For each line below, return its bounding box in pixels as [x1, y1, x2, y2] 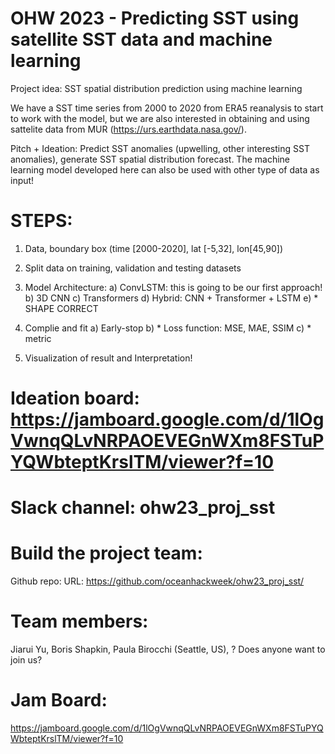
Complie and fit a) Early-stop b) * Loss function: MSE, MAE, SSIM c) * [24, 322, 312, 334]
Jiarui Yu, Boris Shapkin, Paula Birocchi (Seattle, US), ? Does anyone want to [10, 643, 326, 656]
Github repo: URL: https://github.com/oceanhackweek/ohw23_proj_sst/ [10, 575, 305, 587]
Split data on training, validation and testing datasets [24, 262, 242, 274]
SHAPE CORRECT [24, 302, 99, 314]
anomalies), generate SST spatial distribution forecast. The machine [10, 153, 291, 165]
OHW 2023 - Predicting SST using [10, 7, 300, 30]
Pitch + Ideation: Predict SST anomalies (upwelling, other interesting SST [10, 142, 310, 154]
